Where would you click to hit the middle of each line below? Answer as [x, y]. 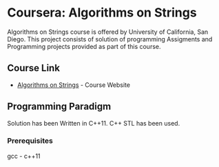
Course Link [34, 68]
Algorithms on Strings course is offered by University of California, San [108, 32]
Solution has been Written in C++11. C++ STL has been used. [94, 123]
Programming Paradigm [59, 107]
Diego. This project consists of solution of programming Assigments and [110, 39]
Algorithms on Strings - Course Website [74, 85]
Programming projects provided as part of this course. [84, 46]
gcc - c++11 [24, 156]
